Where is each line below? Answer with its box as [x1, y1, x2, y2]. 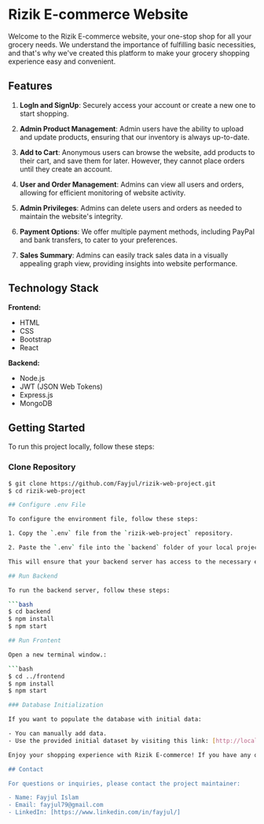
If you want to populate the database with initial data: [8, 715, 202, 723]
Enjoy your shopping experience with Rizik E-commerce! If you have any [8, 751, 251, 759]
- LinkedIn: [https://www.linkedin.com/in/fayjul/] [8, 808, 181, 816]
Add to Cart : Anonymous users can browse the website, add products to [19, 147, 255, 157]
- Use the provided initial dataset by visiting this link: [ [8, 737, 216, 745]
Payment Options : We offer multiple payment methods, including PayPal [19, 227, 255, 236]
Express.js [19, 390, 53, 399]
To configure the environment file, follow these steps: [8, 515, 199, 523]
